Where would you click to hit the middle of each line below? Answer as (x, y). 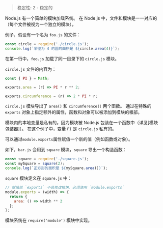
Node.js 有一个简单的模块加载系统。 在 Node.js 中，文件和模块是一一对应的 (81, 18)
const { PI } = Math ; (27, 78)
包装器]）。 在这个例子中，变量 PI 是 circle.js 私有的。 (61, 129)
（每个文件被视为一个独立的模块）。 (41, 24)
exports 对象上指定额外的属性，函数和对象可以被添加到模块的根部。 (74, 112)
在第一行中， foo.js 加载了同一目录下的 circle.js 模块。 (62, 58)
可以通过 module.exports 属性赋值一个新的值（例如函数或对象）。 (69, 139)
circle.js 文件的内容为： (31, 69)
